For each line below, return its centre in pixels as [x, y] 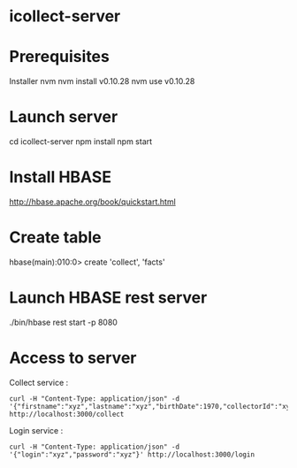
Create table [55, 238]
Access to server [73, 358]
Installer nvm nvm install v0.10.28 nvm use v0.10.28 [102, 81]
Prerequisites [60, 57]
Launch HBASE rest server [108, 298]
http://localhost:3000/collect [67, 414]
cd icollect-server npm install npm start [81, 142]
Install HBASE [61, 177]
